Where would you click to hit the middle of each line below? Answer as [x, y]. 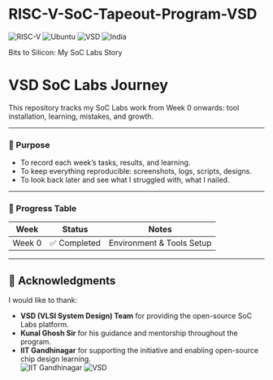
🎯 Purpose [29, 145]
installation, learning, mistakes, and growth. [81, 116]
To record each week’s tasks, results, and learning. [105, 162]
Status [75, 230]
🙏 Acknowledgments [62, 281]
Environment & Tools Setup [160, 243]
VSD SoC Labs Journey [89, 85]
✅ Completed [76, 243]
